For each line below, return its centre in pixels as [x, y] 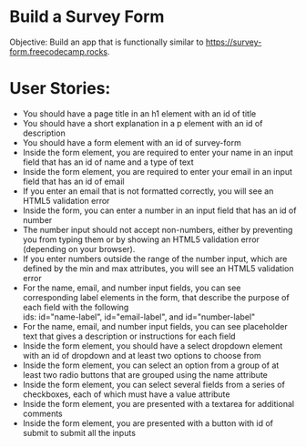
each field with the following [76, 307]
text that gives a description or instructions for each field [129, 336]
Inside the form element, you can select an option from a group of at [151, 365]
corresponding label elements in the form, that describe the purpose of [156, 297]
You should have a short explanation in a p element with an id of [143, 123]
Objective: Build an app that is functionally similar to [107, 42]
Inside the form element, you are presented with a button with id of [148, 423]
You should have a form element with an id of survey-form [132, 142]
